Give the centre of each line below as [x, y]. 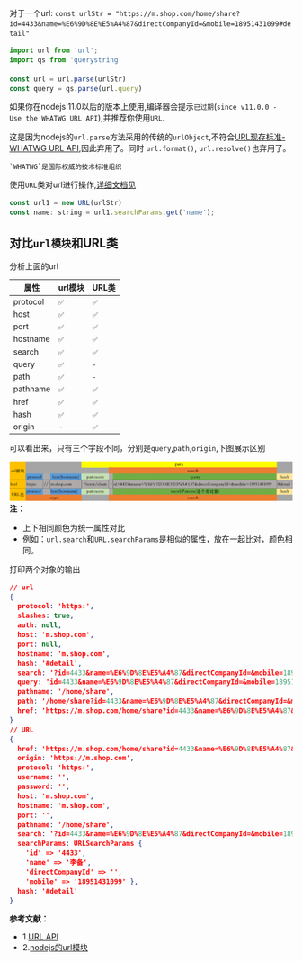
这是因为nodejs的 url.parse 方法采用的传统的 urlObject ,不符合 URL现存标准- [147, 137]
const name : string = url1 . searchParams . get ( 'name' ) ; [112, 213]
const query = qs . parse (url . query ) [76, 88]
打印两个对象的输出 [45, 569]
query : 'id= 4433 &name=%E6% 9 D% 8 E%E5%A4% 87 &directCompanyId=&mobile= [147, 682]
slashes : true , [46, 616]
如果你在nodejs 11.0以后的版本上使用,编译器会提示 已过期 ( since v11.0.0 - [143, 107]
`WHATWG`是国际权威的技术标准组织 [66, 167]
